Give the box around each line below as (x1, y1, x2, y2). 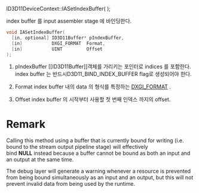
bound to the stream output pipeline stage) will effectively (6, 143, 148, 151)
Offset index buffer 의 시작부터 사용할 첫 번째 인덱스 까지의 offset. (14, 96, 171, 103)
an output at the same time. (6, 156, 74, 163)
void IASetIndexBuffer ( (6, 29, 66, 35)
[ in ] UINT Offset (11, 46, 103, 52)
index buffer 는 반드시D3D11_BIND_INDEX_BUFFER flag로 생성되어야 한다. (14, 71, 192, 78)
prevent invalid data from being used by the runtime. (6, 180, 136, 188)
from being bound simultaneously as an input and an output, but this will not (6, 174, 194, 181)
